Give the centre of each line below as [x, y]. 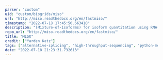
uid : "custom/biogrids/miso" [34, 14]
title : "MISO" [19, 37]
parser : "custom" [23, 9]
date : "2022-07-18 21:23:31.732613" [42, 50]
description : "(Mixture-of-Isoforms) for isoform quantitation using [77, 28]
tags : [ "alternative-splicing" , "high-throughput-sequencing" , [70, 45]
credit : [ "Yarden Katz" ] [30, 41]
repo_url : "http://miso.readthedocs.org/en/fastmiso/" [62, 32]
